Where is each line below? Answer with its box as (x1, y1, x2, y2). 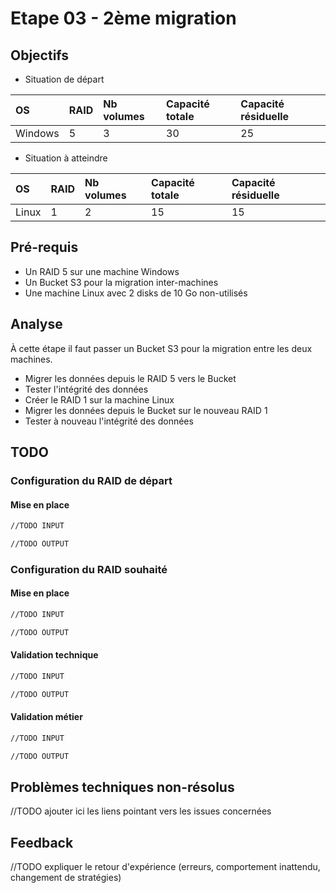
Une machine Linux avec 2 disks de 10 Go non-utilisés (24, 287, 248, 299)
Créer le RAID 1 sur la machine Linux (24, 393, 175, 406)
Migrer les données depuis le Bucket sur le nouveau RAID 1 (24, 404, 268, 416)
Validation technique (10, 649, 99, 661)
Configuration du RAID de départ (10, 473, 173, 487)
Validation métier (10, 711, 83, 723)
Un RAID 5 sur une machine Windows (24, 265, 180, 277)
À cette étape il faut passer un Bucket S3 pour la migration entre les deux (10, 342, 313, 354)
